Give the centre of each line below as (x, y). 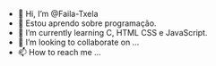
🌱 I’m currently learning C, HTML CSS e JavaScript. (112, 33)
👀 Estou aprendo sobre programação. (87, 23)
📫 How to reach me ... (59, 52)
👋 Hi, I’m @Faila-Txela (58, 14)
